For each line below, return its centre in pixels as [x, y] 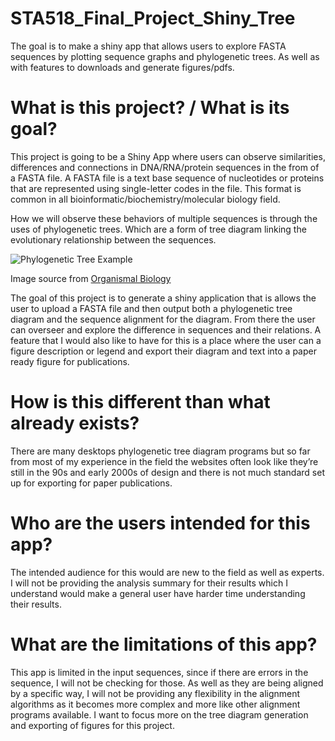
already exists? [75, 423]
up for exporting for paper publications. [91, 483]
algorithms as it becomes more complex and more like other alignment [155, 704]
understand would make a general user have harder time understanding [158, 593]
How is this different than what [140, 402]
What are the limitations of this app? [164, 644]
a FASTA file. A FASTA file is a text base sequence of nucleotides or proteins [167, 178]
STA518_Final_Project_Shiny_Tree [153, 18]
